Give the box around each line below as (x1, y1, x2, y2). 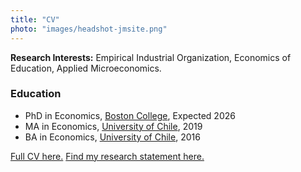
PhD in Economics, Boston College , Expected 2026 (24, 109, 236, 121)
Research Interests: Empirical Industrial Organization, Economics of (10, 51, 292, 63)
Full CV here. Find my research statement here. (10, 150, 205, 162)
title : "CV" (10, 14, 60, 25)
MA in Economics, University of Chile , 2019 (24, 120, 203, 132)
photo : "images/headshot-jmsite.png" (10, 24, 168, 34)
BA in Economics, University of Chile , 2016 (24, 131, 201, 143)
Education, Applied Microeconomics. (10, 62, 162, 74)
